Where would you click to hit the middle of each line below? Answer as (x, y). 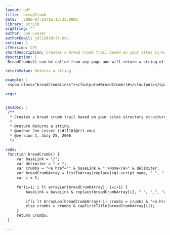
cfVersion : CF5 (21, 48)
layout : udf (18, 10)
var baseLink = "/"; (38, 159)
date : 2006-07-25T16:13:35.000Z (42, 19)
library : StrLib (22, 24)
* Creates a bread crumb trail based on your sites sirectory (77, 117)
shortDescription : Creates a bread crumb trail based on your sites (79, 52)
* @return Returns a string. (40, 126)
